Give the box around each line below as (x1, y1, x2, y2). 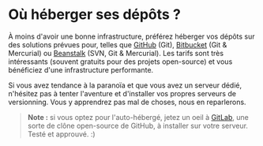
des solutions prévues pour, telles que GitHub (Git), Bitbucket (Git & (8, 39, 227, 49)
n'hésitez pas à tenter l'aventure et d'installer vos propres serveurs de (8, 88, 237, 98)
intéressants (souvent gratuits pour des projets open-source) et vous (8, 57, 233, 66)
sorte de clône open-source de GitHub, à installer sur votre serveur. (27, 121, 249, 130)
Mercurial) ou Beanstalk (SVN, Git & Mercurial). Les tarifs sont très (8, 48, 224, 58)
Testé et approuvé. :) (27, 129, 96, 139)
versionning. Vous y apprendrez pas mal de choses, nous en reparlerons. (8, 97, 246, 107)
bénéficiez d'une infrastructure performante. (8, 65, 154, 74)
